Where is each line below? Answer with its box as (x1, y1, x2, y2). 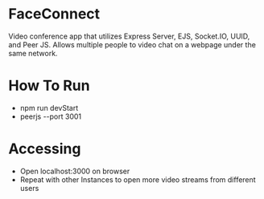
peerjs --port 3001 (19, 112, 82, 121)
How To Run (8, 77, 90, 95)
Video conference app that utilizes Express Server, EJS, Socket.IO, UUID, (8, 31, 250, 41)
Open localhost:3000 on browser (19, 166, 130, 176)
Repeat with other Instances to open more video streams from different (19, 174, 256, 185)
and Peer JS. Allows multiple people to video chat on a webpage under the (8, 39, 256, 49)
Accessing (8, 140, 81, 158)
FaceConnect (8, 5, 101, 23)
